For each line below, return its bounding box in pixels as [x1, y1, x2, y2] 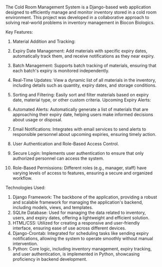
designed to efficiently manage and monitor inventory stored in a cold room [5, 9, 157, 15]
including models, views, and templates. [12, 205, 93, 210]
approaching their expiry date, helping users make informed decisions [12, 112, 153, 117]
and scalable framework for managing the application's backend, [12, 199, 143, 205]
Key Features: [5, 29, 33, 35]
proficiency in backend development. [12, 256, 88, 262]
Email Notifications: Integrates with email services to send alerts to [12, 126, 146, 132]
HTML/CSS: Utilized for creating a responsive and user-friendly [12, 220, 140, 226]
